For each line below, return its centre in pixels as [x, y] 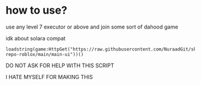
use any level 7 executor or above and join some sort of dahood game [92, 27]
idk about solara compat [36, 38]
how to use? [36, 10]
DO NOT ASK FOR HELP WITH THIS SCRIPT [60, 65]
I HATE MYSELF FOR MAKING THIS [49, 77]
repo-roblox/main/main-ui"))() [45, 54]
